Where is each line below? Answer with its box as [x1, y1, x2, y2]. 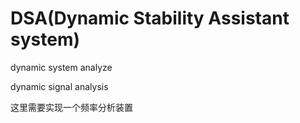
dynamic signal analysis [10, 80, 109, 92]
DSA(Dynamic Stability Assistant [10, 7, 290, 30]
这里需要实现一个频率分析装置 [10, 101, 133, 113]
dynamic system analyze [10, 61, 113, 73]
